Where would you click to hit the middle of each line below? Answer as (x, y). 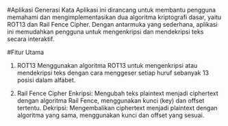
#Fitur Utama (26, 52)
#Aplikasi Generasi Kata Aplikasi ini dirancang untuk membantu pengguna (112, 10)
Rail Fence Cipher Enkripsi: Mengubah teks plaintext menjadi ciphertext (117, 93)
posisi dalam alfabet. (46, 80)
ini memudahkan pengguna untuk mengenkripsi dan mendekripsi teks (105, 32)
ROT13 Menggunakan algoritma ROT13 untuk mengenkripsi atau (107, 65)
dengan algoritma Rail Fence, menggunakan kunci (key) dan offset (111, 101)
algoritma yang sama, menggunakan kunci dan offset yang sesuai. (111, 115)
